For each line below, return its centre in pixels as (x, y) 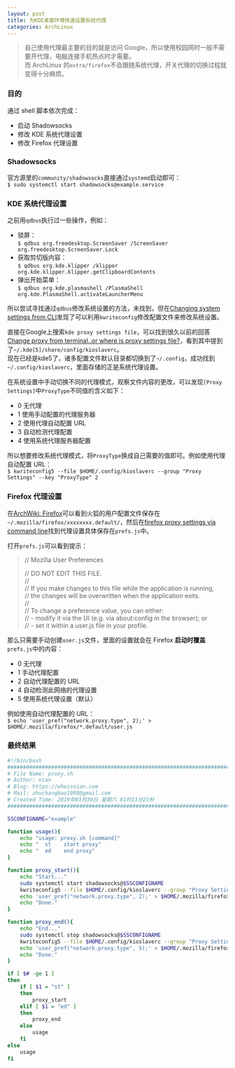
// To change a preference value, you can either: (94, 610)
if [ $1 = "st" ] (45, 987)
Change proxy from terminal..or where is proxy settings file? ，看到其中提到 (115, 341)
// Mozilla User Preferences (64, 560)
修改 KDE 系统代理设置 (50, 134)
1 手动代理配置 (38, 672)
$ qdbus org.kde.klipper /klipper (67, 266)
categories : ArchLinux (40, 27)
